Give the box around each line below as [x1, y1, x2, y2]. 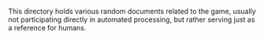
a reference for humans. [8, 23, 87, 32]
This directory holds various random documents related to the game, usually [8, 7, 256, 16]
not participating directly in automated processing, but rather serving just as [8, 15, 255, 24]
